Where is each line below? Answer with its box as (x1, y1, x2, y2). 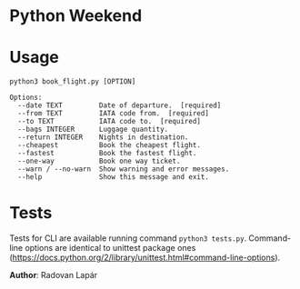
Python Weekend (9, 5, 143, 26)
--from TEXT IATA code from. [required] (17, 109, 209, 118)
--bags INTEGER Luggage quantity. (17, 125, 169, 135)
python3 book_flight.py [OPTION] (9, 77, 136, 86)
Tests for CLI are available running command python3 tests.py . (9, 233, 247, 244)
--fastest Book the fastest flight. (17, 149, 197, 158)
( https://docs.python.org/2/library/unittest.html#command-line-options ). (9, 252, 281, 264)
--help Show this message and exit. (17, 173, 209, 182)
